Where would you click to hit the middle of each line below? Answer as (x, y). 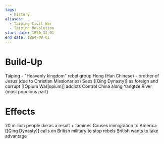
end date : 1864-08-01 (27, 38)
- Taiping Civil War (31, 24)
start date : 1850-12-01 (30, 33)
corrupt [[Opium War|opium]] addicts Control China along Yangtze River (79, 86)
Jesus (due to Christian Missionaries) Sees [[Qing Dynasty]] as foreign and (82, 81)
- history (20, 14)
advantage (16, 136)
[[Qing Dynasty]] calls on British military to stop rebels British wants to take (82, 131)
